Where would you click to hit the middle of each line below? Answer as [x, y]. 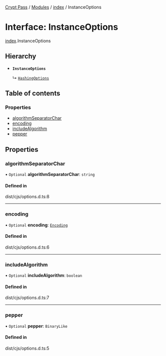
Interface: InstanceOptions [62, 27]
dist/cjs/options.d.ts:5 [27, 348]
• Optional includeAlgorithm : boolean [44, 275]
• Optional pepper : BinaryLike [36, 326]
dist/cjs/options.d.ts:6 [27, 247]
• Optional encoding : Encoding [37, 225]
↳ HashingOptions [31, 78]
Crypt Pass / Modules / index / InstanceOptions [53, 7]
